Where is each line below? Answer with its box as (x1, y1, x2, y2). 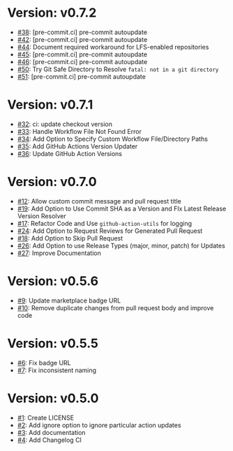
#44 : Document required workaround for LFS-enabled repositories (17, 43, 209, 51)
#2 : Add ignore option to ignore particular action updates (17, 420, 181, 429)
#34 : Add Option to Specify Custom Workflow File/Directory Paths (17, 135, 208, 143)
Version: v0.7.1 (7, 97, 93, 113)
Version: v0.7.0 (7, 174, 97, 190)
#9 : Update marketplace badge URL (17, 296, 121, 305)
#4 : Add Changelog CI (17, 436, 82, 444)
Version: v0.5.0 (7, 390, 99, 406)
